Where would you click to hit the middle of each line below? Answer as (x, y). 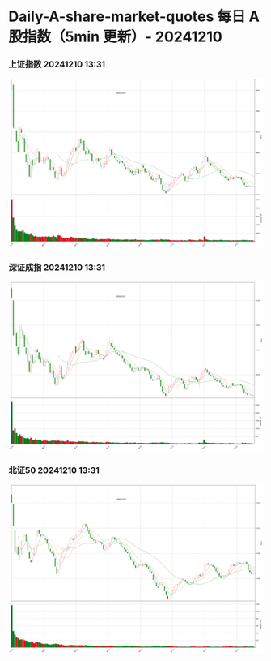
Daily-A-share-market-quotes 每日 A (134, 17)
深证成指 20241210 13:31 (57, 267)
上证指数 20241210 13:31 (57, 64)
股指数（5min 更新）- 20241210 (115, 37)
